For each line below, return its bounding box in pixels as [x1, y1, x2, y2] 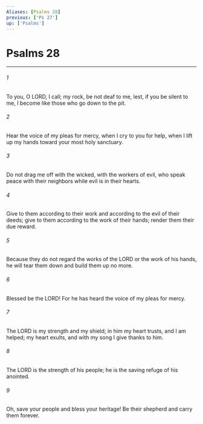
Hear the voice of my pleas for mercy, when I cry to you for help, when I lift [6, 131, 193, 139]
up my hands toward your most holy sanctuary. [6, 138, 124, 145]
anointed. [6, 373, 30, 380]
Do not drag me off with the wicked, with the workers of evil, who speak [6, 171, 185, 178]
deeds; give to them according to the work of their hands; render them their [6, 216, 195, 224]
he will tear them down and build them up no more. [6, 262, 133, 270]
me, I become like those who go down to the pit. [6, 99, 126, 107]
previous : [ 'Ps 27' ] [6, 15, 59, 21]
